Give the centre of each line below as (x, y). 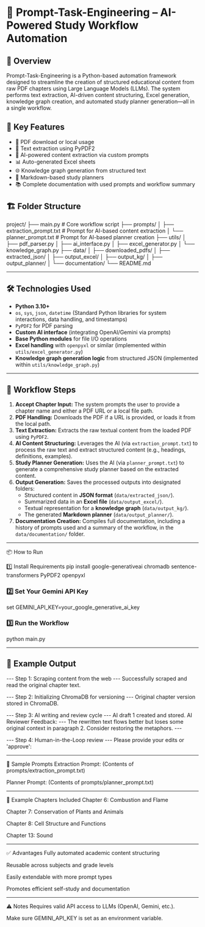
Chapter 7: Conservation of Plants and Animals (65, 812)
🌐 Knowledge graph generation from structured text (81, 170)
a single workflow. (29, 108)
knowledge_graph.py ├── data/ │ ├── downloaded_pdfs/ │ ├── (88, 250)
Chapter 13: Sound (30, 835)
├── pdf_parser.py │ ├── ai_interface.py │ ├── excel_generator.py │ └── (101, 243)
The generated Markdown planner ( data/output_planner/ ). (99, 514)
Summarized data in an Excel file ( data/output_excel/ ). (94, 502)
